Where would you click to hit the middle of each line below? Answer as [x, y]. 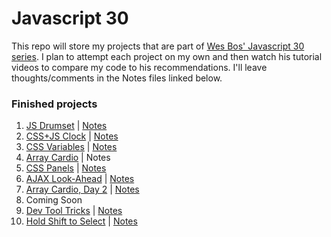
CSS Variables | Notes [71, 147]
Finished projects [54, 104]
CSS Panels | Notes [66, 168]
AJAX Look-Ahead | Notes [80, 179]
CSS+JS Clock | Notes [72, 136]
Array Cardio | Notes [68, 158]
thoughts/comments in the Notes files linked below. [117, 78]
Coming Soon [54, 200]
